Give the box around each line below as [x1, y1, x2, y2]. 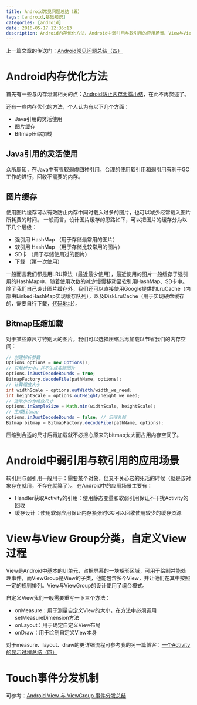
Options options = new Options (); [6, 360, 91, 366]
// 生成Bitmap [6, 409, 39, 415]
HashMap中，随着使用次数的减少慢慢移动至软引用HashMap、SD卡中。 [16, 277, 188, 285]
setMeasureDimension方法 [14, 614, 80, 621]
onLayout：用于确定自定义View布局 [14, 621, 101, 629]
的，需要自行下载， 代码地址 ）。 [6, 300, 81, 307]
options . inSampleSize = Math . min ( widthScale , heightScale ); [6, 404, 157, 409]
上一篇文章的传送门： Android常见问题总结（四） [6, 48, 123, 55]
